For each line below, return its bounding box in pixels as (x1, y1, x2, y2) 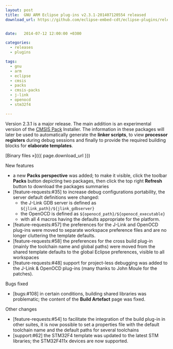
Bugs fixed (5, 281, 28, 287)
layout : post (5, 7, 33, 13)
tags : (5, 59, 17, 64)
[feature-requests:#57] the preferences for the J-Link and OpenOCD (12, 222, 159, 228)
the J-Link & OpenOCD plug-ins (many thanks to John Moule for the (12, 265, 158, 271)
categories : (5, 40, 31, 45)
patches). (12, 270, 33, 277)
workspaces (12, 254, 40, 260)
